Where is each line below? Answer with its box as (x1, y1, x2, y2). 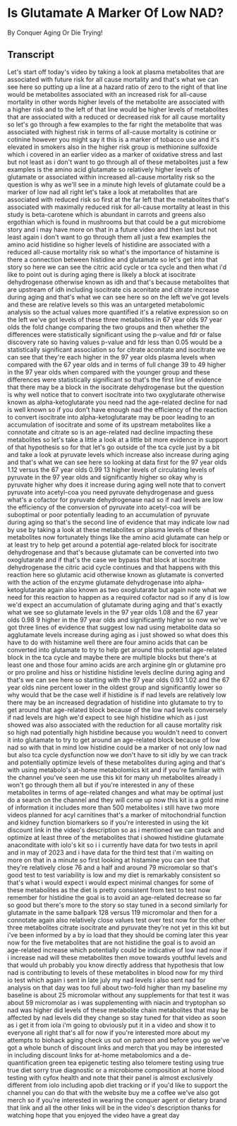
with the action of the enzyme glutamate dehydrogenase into (7, 578, 185, 586)
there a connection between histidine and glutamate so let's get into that (7, 255, 218, 263)
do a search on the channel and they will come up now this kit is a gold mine (7, 795, 229, 804)
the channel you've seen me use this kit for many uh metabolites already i (7, 773, 221, 781)
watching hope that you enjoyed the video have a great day (7, 1110, 180, 1119)
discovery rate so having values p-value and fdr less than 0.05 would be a (7, 338, 223, 346)
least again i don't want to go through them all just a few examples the (7, 232, 212, 241)
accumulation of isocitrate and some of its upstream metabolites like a (7, 420, 212, 429)
